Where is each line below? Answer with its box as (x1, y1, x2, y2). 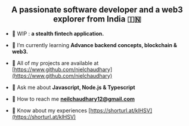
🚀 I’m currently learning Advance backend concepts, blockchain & (11, 41, 178, 48)
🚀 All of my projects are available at (11, 59, 99, 66)
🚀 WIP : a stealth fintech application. (11, 30, 104, 37)
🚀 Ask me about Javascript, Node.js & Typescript (11, 84, 135, 91)
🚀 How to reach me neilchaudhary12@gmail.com (11, 95, 135, 102)
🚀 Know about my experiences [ (11, 107, 91, 114)
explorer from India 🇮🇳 (53, 14, 141, 24)
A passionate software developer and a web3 (11, 5, 183, 15)
